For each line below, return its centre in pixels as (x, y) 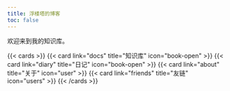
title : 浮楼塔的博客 (34, 14)
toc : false (23, 20)
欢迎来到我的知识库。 (38, 41)
